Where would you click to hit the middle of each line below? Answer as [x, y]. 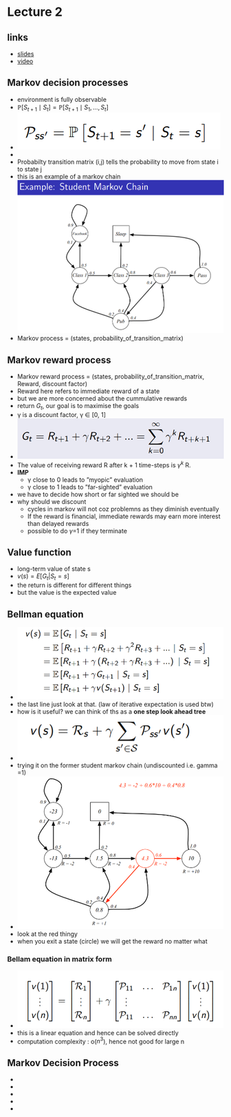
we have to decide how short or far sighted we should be [98, 494]
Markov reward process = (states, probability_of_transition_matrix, [111, 376]
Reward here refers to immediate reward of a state [88, 391]
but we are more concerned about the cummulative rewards [102, 398]
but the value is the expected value [67, 593]
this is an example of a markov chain [69, 176]
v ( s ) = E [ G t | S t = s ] [43, 577]
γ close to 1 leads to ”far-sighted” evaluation [90, 487]
